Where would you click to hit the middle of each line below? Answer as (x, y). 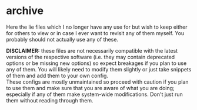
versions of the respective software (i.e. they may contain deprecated (91, 57)
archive (25, 11)
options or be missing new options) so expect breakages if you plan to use (96, 63)
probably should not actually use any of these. (62, 39)
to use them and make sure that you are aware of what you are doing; (90, 88)
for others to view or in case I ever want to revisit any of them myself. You (95, 33)
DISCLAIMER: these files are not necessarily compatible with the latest (92, 50)
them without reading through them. (50, 100)
